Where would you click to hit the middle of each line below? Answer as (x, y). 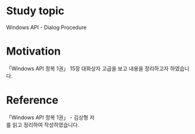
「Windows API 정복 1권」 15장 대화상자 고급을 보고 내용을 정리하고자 (87, 68)
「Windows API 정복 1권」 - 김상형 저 (51, 117)
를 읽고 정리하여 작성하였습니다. (43, 125)
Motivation (34, 51)
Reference (32, 100)
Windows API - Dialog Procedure (46, 27)
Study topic (35, 11)
